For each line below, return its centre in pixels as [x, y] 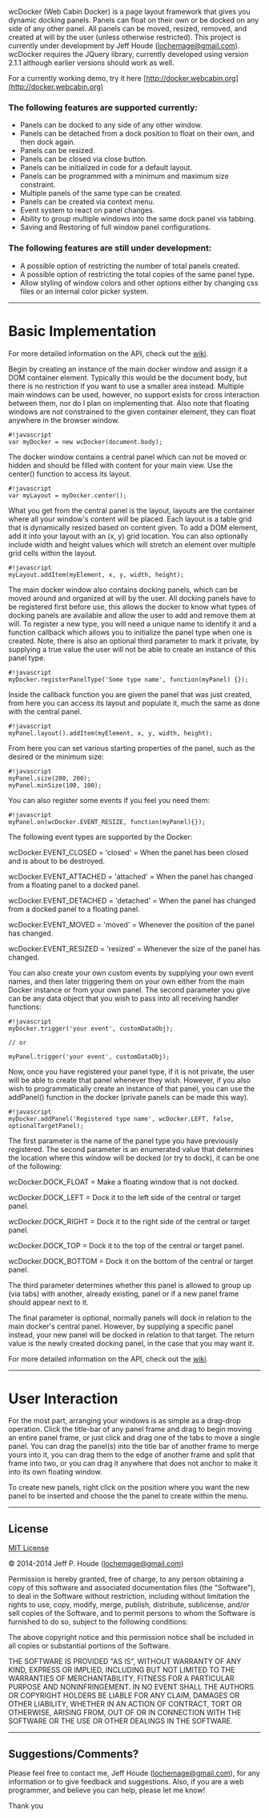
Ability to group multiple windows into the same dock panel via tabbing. [138, 219]
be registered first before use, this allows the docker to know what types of [132, 607]
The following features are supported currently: [103, 108]
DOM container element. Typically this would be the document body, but [128, 377]
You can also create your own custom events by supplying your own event [131, 972]
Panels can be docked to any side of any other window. [111, 125]
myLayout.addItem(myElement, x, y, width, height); [96, 574]
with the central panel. [45, 711]
